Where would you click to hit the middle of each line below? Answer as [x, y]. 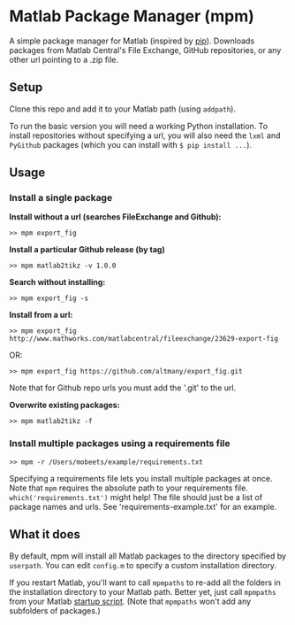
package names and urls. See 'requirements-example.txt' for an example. [143, 506]
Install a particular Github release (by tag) [87, 250]
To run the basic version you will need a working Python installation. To [138, 126]
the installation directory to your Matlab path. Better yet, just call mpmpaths [143, 591]
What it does [45, 534]
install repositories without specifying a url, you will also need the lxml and [145, 135]
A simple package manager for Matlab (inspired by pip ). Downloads [132, 41]
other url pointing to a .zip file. [64, 59]
